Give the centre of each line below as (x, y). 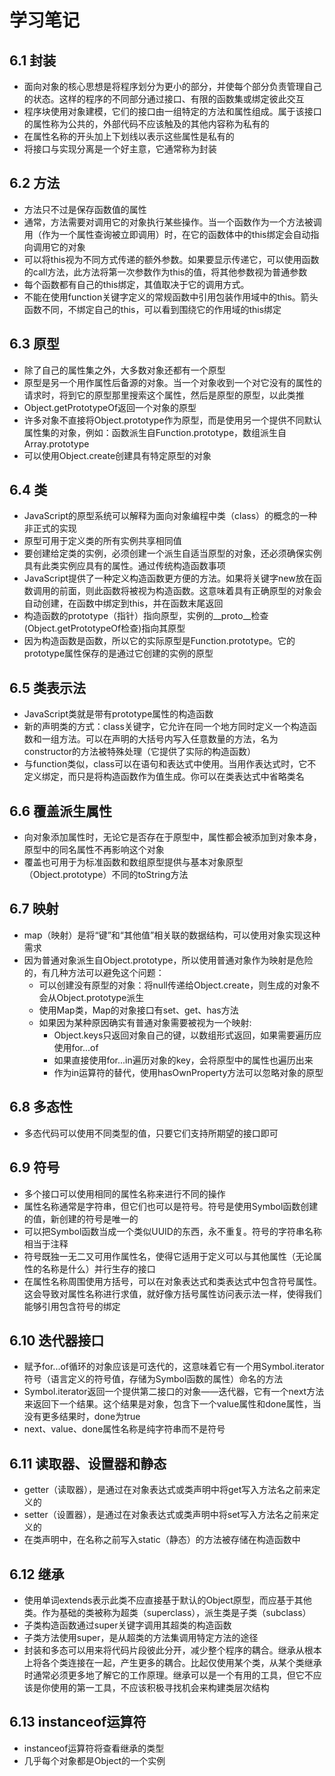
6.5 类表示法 (47, 687)
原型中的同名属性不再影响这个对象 (94, 850)
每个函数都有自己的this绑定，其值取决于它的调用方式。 (136, 284)
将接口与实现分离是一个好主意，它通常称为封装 (120, 149)
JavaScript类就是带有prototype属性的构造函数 (118, 714)
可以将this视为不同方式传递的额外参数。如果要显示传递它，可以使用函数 (171, 259)
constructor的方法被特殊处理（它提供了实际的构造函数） (140, 752)
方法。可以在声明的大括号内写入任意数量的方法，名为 (168, 739)
